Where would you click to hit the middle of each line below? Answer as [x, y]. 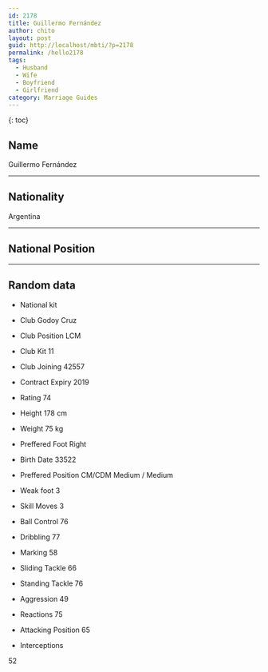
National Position [52, 249]
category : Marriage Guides [53, 97]
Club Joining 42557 [52, 366]
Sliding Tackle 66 [48, 567]
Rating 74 [35, 397]
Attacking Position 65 [55, 630]
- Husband [32, 68]
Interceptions [41, 645]
